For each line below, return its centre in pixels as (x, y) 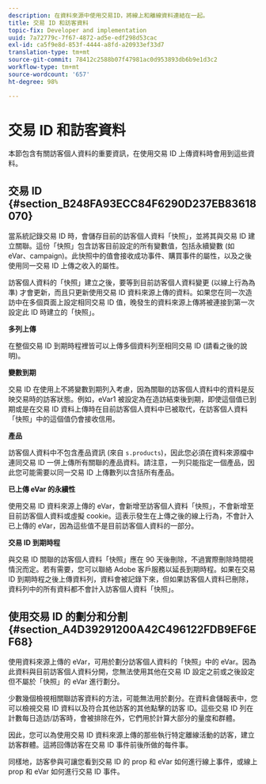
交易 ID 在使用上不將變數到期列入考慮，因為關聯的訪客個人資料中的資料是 (128, 389)
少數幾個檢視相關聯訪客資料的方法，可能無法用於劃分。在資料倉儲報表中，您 (133, 699)
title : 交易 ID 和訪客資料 (48, 23)
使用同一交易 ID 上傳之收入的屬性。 (66, 266)
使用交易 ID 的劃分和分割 (68, 617)
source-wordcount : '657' (49, 74)
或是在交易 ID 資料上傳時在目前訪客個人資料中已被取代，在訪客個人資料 (131, 409)
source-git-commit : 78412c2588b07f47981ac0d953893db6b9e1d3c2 (113, 60)
